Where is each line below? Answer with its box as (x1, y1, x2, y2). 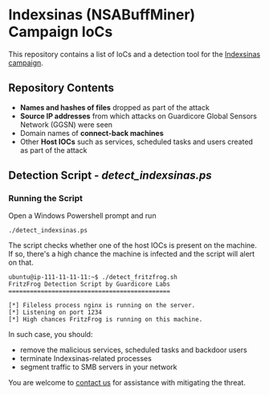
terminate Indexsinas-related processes (19, 354, 153, 364)
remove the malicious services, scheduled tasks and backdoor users (19, 345, 247, 355)
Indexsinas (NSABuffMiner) (8, 6, 196, 24)
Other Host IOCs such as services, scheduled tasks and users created (19, 137, 253, 146)
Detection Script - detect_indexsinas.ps (8, 169, 213, 183)
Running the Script (8, 193, 83, 204)
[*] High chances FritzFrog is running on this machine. (8, 315, 203, 323)
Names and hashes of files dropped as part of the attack (19, 102, 210, 112)
